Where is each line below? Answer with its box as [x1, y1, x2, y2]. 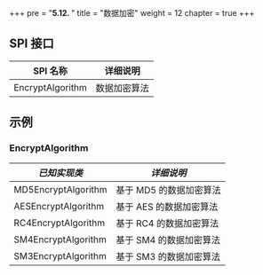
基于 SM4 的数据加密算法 [115, 233, 220, 246]
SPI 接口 [9, 36, 55, 51]
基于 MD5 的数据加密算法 [115, 184, 221, 196]
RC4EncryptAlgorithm [13, 216, 105, 229]
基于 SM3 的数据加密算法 [115, 250, 220, 263]
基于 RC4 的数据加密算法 [115, 216, 219, 229]
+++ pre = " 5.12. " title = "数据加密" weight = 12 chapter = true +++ [9, 8, 255, 18]
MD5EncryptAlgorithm [13, 183, 108, 195]
